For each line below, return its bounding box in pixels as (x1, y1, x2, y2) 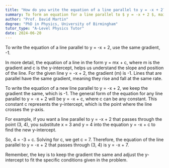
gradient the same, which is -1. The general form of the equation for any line (5, 91, 163, 96)
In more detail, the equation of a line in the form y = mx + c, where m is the (5, 60, 160, 65)
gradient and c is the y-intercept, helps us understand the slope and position (5, 65, 164, 71)
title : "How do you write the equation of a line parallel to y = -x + (5, 7, 158, 13)
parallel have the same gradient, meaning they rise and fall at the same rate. (5, 76, 162, 81)
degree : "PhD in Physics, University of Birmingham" (5, 21, 118, 27)
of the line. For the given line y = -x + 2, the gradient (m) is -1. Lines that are (5, 70, 162, 76)
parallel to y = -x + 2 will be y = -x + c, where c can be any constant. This (5, 96, 157, 102)
